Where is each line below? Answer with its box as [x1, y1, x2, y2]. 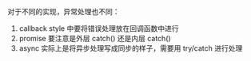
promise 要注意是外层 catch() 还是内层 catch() [18, 34, 171, 43]
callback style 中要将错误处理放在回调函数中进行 [18, 24, 179, 33]
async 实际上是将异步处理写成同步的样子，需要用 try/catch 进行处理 [18, 44, 243, 53]
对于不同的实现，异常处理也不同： [7, 7, 120, 16]
